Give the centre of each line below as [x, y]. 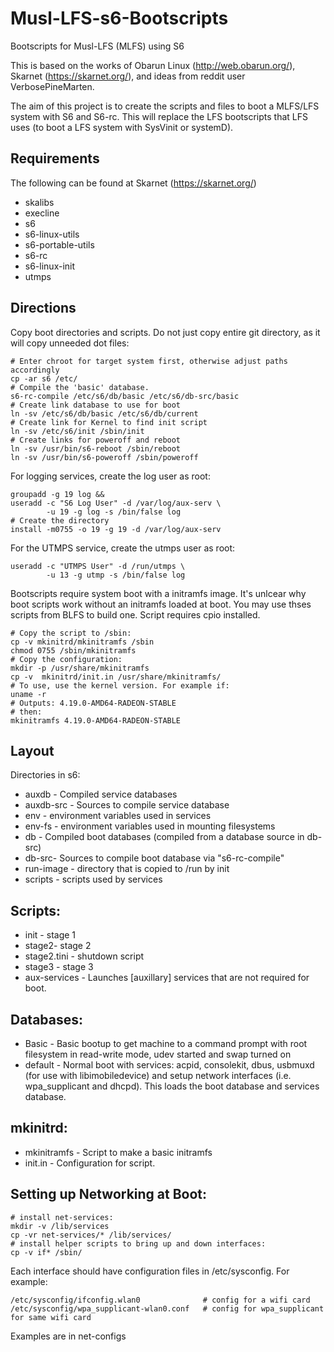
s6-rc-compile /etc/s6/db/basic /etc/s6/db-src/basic [125, 396]
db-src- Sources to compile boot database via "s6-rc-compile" [154, 858]
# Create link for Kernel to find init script [109, 422]
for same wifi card [51, 1317]
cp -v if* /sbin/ [46, 1252]
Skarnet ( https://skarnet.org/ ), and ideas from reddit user [128, 76]
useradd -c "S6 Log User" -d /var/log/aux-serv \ [116, 503]
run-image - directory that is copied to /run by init [127, 869]
